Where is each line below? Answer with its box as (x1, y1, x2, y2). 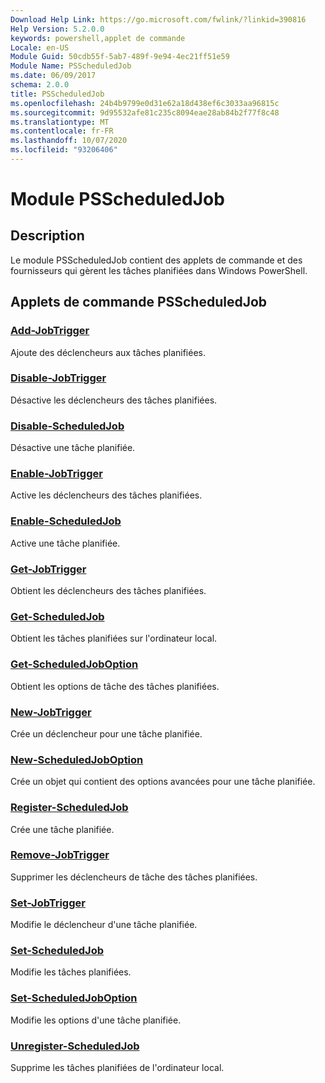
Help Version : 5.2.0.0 (10, 24, 105, 34)
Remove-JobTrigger (10, 848, 110, 862)
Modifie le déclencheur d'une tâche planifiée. (10, 919, 198, 931)
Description (10, 227, 85, 245)
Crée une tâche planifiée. (10, 823, 115, 835)
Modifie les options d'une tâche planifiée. (10, 1014, 182, 1026)
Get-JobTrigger (10, 562, 87, 576)
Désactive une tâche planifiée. (10, 442, 136, 454)
